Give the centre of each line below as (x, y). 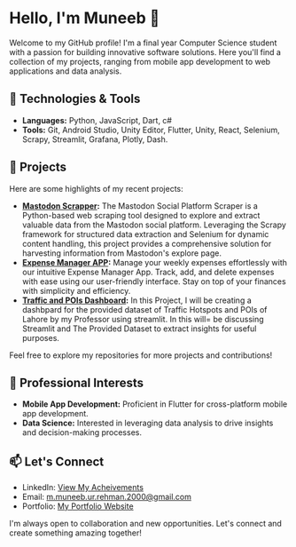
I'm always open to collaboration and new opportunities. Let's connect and (145, 524)
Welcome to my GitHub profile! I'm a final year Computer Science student (143, 43)
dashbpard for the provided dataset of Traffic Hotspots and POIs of (144, 309)
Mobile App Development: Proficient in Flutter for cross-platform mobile (155, 404)
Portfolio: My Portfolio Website (78, 506)
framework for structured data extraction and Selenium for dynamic (145, 234)
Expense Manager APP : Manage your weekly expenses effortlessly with (155, 262)
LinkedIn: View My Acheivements (83, 488)
